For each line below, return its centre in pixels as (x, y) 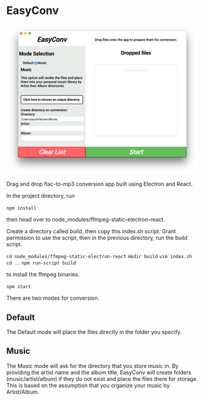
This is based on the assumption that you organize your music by (88, 385)
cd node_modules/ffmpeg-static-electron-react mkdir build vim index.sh (99, 257)
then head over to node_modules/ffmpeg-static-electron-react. (86, 220)
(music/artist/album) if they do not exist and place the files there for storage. (102, 378)
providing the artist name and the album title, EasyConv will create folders (99, 372)
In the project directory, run (40, 196)
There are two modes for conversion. (53, 298)
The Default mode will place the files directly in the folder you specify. (94, 332)
